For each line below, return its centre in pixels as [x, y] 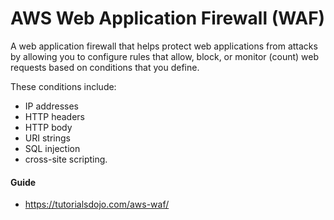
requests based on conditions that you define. [105, 67]
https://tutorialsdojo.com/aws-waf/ [97, 204]
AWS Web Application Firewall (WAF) [168, 18]
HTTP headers [54, 116]
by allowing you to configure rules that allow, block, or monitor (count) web [165, 56]
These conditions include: [63, 86]
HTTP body [48, 127]
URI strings [47, 138]
